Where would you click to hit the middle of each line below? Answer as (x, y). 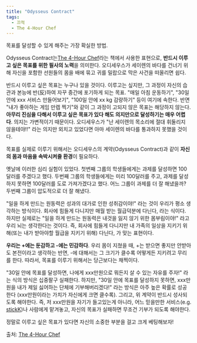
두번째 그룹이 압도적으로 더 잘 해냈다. (49, 191)
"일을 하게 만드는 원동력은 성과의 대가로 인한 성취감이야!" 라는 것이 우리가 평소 (96, 204)
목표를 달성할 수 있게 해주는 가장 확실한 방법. (57, 45)
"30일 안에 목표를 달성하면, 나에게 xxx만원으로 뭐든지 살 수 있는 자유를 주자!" (94, 273)
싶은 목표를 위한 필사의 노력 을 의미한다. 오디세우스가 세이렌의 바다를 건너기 (97, 65)
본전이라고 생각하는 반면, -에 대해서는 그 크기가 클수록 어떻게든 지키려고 (94, 253)
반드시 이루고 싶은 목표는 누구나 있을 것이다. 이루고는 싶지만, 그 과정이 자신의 (94, 85)
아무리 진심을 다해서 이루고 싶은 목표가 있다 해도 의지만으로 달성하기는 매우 (91, 115)
